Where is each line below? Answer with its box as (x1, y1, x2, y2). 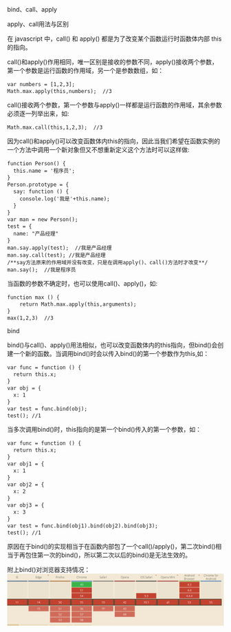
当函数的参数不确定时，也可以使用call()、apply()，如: (7, 280, 158, 287)
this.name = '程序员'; (13, 167, 76, 174)
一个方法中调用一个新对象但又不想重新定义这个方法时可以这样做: (7, 146, 190, 154)
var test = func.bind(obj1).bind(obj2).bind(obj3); (7, 523, 158, 529)
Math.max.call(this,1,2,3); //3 (7, 124, 103, 131)
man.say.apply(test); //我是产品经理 (7, 244, 112, 251)
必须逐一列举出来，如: (7, 109, 70, 118)
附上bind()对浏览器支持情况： (7, 566, 91, 573)
